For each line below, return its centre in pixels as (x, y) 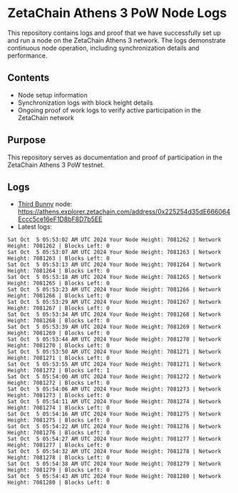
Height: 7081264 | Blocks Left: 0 (59, 271)
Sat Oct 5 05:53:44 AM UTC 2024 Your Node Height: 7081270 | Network (114, 339)
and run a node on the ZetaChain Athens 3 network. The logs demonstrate (117, 40)
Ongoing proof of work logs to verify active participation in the (109, 110)
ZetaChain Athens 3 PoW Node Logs (117, 13)
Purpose (27, 140)
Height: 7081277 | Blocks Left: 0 (59, 445)
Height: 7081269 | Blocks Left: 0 (59, 333)
